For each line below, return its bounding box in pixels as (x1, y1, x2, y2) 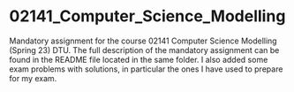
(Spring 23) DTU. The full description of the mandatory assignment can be (9, 44, 280, 55)
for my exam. (9, 73, 57, 83)
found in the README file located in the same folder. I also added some (9, 54, 268, 65)
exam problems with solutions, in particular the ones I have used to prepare (9, 64, 283, 74)
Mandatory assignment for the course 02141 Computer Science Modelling (9, 35, 277, 46)
